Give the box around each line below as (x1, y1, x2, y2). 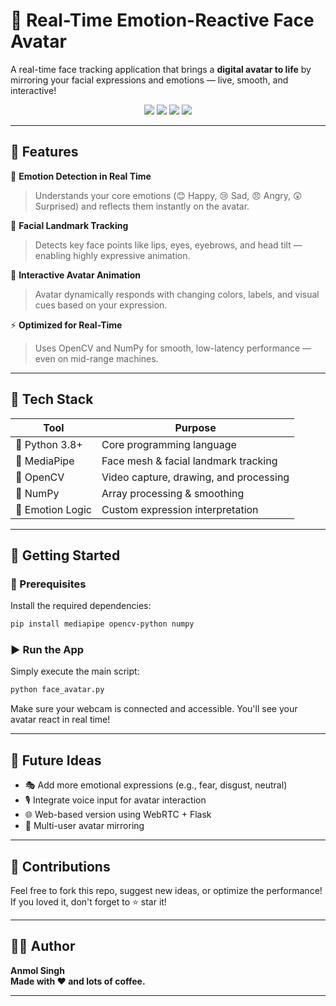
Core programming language (101, 437, 237, 451)
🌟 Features (10, 144, 79, 161)
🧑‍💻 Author (10, 938, 76, 955)
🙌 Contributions (10, 858, 111, 875)
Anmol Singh (10, 964, 65, 976)
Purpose (174, 420, 217, 434)
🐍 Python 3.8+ (15, 437, 83, 451)
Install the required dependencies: (10, 600, 152, 612)
